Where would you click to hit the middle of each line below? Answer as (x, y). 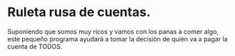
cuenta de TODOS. (35, 46)
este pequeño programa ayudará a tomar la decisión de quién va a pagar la (117, 38)
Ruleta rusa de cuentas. (79, 12)
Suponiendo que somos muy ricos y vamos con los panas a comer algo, (113, 31)
